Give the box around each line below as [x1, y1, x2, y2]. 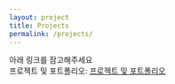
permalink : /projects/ [9, 29, 93, 38]
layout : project [9, 12, 69, 22]
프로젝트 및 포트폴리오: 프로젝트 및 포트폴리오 [9, 65, 166, 76]
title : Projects [9, 21, 69, 30]
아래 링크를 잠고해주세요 [9, 55, 93, 65]
